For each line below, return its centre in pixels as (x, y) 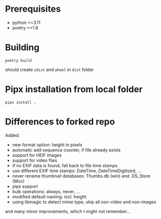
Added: (13, 135)
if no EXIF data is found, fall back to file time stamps (65, 165)
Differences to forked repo (60, 122)
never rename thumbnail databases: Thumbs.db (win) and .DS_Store (81, 176)
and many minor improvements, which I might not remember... (68, 211)
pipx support (25, 186)
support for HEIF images (37, 155)
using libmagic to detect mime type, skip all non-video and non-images (84, 202)
